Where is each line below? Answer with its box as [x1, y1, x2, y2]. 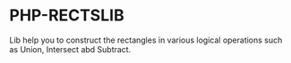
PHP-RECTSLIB [9, 5, 124, 26]
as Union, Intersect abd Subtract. [9, 43, 132, 54]
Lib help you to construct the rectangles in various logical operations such [9, 35, 283, 45]
